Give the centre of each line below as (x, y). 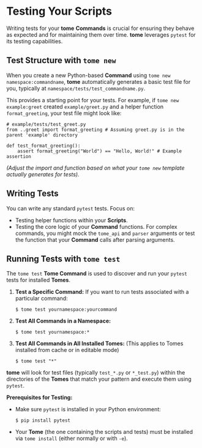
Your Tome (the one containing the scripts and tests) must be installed (104, 432)
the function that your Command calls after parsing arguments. (95, 239)
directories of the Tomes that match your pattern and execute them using (99, 379)
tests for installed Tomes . (38, 280)
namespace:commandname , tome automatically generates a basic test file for (99, 81)
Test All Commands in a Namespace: (63, 321)
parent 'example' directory (42, 135)
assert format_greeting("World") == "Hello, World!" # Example (100, 151)
